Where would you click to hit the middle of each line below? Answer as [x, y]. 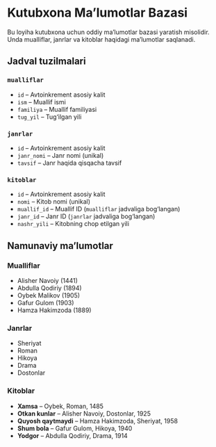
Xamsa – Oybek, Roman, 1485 [60, 406]
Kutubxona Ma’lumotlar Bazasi [98, 13]
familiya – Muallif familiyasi [57, 109]
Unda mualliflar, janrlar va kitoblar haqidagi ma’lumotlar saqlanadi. [101, 39]
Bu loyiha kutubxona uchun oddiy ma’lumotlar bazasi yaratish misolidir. [108, 32]
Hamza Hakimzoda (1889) [54, 310]
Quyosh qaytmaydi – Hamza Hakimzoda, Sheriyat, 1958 [98, 421]
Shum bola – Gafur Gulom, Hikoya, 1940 [75, 428]
